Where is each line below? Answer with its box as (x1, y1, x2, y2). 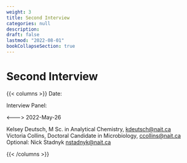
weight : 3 (6, 9, 32, 15)
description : (6, 26, 40, 32)
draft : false (6, 32, 40, 38)
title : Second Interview (6, 15, 70, 21)
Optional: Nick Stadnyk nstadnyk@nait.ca (6, 138, 112, 146)
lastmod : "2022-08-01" (6, 37, 64, 44)
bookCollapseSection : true (6, 44, 75, 50)
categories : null (6, 20, 51, 26)
